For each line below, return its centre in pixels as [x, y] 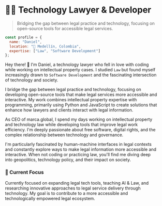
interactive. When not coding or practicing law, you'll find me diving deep [78, 155]
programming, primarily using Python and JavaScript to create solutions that [81, 105]
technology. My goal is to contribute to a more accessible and [66, 193]
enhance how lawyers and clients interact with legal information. [69, 110]
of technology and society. [32, 80]
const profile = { [23, 37]
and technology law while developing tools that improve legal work [71, 125]
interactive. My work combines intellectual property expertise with [71, 100]
